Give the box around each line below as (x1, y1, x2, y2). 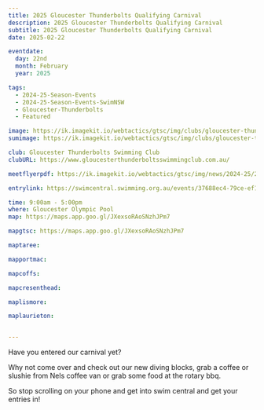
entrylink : (8, 184, 44, 192)
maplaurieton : (8, 312, 55, 320)
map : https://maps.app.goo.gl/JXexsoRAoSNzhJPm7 (8, 213, 170, 221)
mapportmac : (8, 255, 47, 263)
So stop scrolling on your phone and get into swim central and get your (8, 386, 238, 396)
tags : (8, 83, 26, 91)
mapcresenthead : (8, 284, 61, 291)
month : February (15, 62, 68, 71)
